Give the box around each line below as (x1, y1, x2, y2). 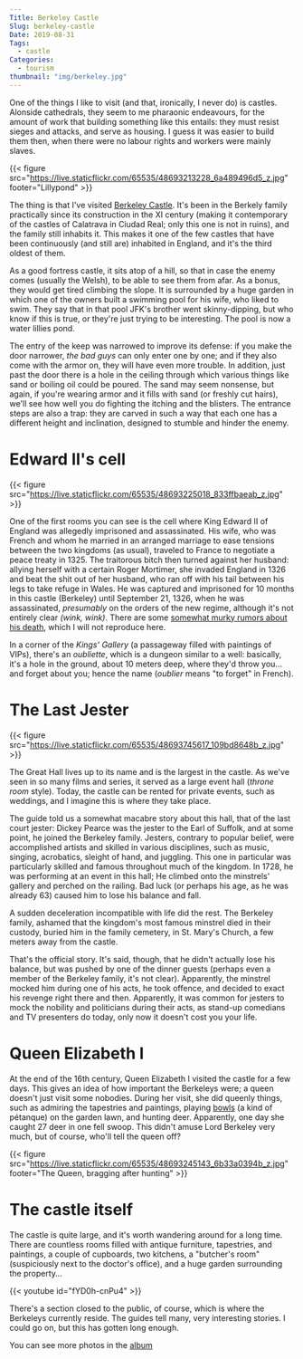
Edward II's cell (9, 449, 127, 469)
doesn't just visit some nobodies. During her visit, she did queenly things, (9, 1092, 283, 1103)
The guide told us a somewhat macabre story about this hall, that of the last (9, 812, 291, 824)
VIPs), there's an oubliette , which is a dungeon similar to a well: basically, (9, 648, 282, 659)
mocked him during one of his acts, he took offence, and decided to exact (9, 982, 285, 993)
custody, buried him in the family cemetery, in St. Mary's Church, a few (9, 926, 274, 937)
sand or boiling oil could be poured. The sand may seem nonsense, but (9, 378, 274, 389)
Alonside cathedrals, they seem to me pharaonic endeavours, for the (9, 106, 265, 118)
